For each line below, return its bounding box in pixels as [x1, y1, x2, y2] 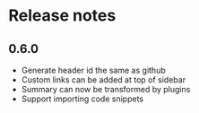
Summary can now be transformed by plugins [21, 84, 191, 94]
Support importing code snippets [21, 93, 144, 104]
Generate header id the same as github [21, 65, 167, 75]
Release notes [8, 5, 117, 26]
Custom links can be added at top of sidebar [21, 74, 186, 85]
